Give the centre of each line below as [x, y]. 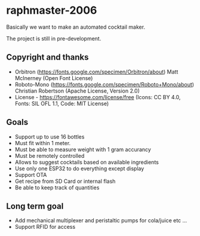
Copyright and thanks [47, 57]
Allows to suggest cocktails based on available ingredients [87, 162]
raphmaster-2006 [52, 10]
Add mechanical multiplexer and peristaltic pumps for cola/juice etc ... [101, 220]
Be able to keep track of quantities [57, 187]
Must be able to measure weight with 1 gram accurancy [83, 149]
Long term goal [35, 206]
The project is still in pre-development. [54, 38]
